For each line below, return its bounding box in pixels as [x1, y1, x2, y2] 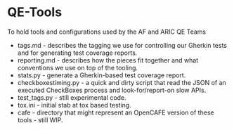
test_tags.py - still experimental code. [17, 93, 126, 102]
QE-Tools [7, 4, 62, 20]
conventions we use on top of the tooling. [17, 63, 138, 72]
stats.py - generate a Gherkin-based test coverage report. [17, 71, 186, 79]
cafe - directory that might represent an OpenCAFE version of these [17, 108, 214, 117]
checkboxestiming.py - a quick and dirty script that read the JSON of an [17, 78, 226, 86]
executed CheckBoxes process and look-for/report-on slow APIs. [17, 86, 207, 94]
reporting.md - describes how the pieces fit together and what [17, 56, 199, 64]
